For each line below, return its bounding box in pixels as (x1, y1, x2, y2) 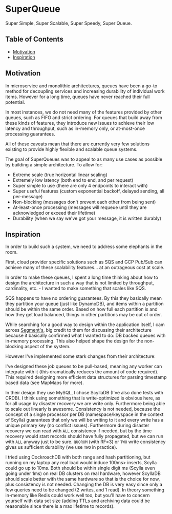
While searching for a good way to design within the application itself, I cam (5, 321, 165, 328)
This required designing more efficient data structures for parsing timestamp (5, 374, 167, 380)
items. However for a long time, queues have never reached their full (5, 93, 150, 100)
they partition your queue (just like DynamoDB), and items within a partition (5, 301, 164, 307)
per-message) (12, 193, 43, 199)
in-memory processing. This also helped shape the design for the (5, 338, 143, 344)
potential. (5, 99, 26, 105)
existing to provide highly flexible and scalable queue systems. (5, 146, 138, 152)
